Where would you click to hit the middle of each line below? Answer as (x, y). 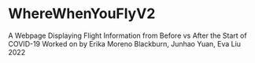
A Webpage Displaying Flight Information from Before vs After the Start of (128, 35)
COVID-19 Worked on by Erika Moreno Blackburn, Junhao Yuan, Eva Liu (125, 43)
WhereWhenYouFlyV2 (82, 14)
